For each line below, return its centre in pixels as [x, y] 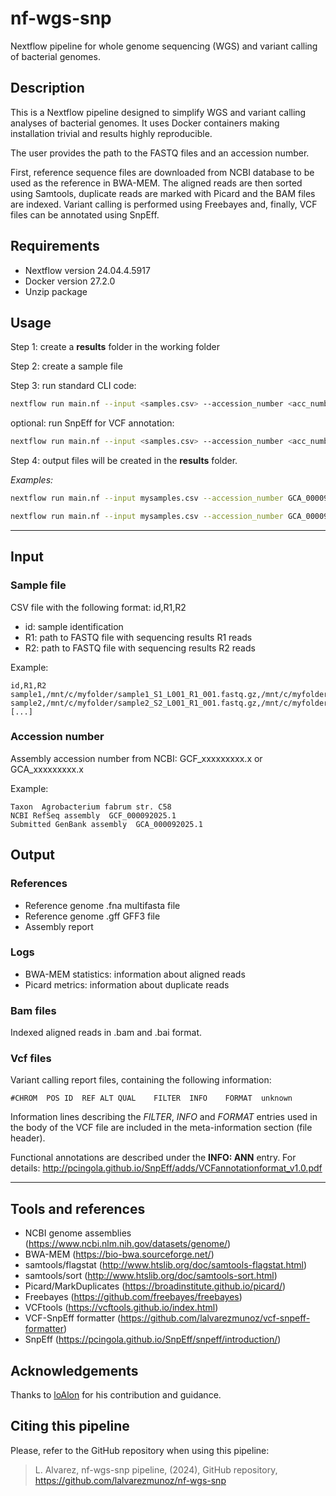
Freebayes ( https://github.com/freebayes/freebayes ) [133, 1297]
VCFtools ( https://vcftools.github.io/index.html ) [121, 1308]
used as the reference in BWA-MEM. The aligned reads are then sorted [156, 183]
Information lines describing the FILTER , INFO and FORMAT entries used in [164, 1117]
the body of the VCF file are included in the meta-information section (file [161, 1128]
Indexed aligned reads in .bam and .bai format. [106, 1033]
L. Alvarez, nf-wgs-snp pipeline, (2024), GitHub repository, [156, 1469]
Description [47, 88]
